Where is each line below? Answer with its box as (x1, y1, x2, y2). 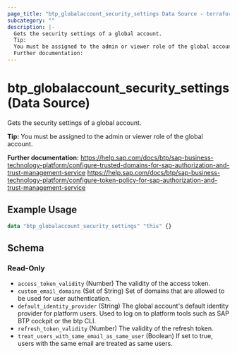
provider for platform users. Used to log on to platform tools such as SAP (17, 309, 229, 318)
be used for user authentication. (17, 294, 111, 303)
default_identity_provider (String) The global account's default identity (17, 301, 229, 311)
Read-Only (7, 263, 46, 273)
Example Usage (7, 204, 78, 216)
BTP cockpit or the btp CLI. (17, 317, 97, 325)
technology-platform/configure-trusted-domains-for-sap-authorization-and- (7, 160, 230, 169)
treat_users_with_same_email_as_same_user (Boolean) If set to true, (17, 332, 214, 340)
